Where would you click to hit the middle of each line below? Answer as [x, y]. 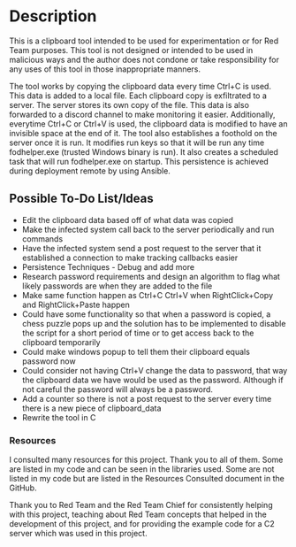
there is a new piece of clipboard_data [91, 408]
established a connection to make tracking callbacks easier [130, 258]
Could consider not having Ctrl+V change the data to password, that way [155, 370]
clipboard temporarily [61, 342]
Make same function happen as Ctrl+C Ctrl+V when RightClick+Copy [148, 295]
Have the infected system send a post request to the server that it [141, 248]
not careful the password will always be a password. [118, 389]
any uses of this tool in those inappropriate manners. [105, 69]
